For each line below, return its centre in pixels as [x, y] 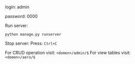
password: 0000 [21, 16]
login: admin [17, 7]
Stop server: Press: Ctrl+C [31, 43]
